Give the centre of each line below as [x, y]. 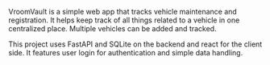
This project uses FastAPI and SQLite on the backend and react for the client [135, 44]
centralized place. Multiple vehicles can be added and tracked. [112, 28]
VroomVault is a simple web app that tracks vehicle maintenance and [123, 12]
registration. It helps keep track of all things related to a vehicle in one [124, 20]
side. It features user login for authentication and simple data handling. [126, 53]
